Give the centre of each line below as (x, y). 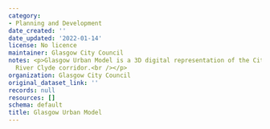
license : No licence (43, 46)
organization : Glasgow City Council (70, 75)
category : (25, 16)
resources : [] (32, 98)
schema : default (35, 105)
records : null (32, 90)
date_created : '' (37, 30)
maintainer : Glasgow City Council (66, 53)
